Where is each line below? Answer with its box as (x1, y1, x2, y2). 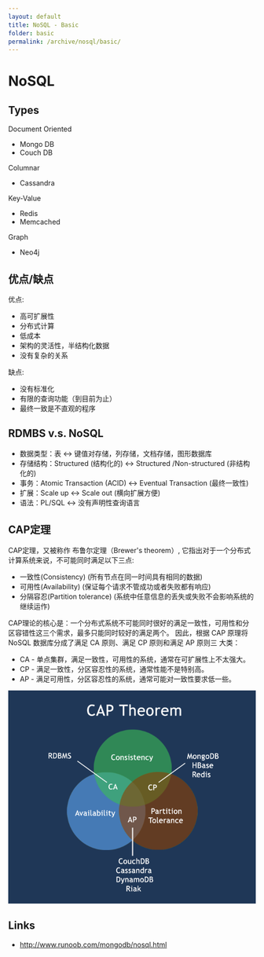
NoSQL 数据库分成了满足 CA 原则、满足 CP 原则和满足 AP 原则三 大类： (8, 637, 240, 647)
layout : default (8, 13, 61, 20)
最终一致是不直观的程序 (19, 404, 96, 413)
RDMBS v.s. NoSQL (8, 427, 104, 440)
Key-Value (8, 193, 42, 203)
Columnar (8, 163, 40, 173)
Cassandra (19, 178, 55, 188)
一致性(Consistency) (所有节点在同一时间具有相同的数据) (19, 572, 203, 581)
